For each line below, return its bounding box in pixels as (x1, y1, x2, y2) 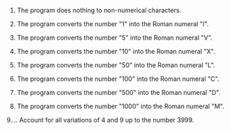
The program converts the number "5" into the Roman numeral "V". (16, 33, 213, 42)
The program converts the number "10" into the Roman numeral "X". (16, 47, 215, 55)
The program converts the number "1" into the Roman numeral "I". (16, 20, 209, 28)
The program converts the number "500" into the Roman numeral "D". (16, 89, 220, 96)
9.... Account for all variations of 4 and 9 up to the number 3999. (6, 116, 195, 124)
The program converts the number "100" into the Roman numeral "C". (16, 74, 220, 83)
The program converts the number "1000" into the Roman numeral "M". (16, 102, 225, 110)
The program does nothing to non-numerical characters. (16, 6, 182, 14)
